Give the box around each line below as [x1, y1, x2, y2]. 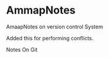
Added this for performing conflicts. [6, 34, 94, 41]
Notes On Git [6, 46, 38, 53]
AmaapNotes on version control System [6, 23, 104, 30]
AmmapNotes [6, 4, 76, 17]
